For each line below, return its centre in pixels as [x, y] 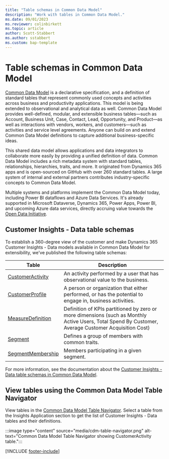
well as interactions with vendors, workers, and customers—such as [76, 125]
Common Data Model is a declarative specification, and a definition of [77, 92]
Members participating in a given [103, 350]
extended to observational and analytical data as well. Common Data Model [83, 108]
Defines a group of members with [103, 336]
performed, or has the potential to [103, 294]
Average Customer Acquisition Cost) [107, 327]
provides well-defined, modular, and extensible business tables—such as [81, 113]
